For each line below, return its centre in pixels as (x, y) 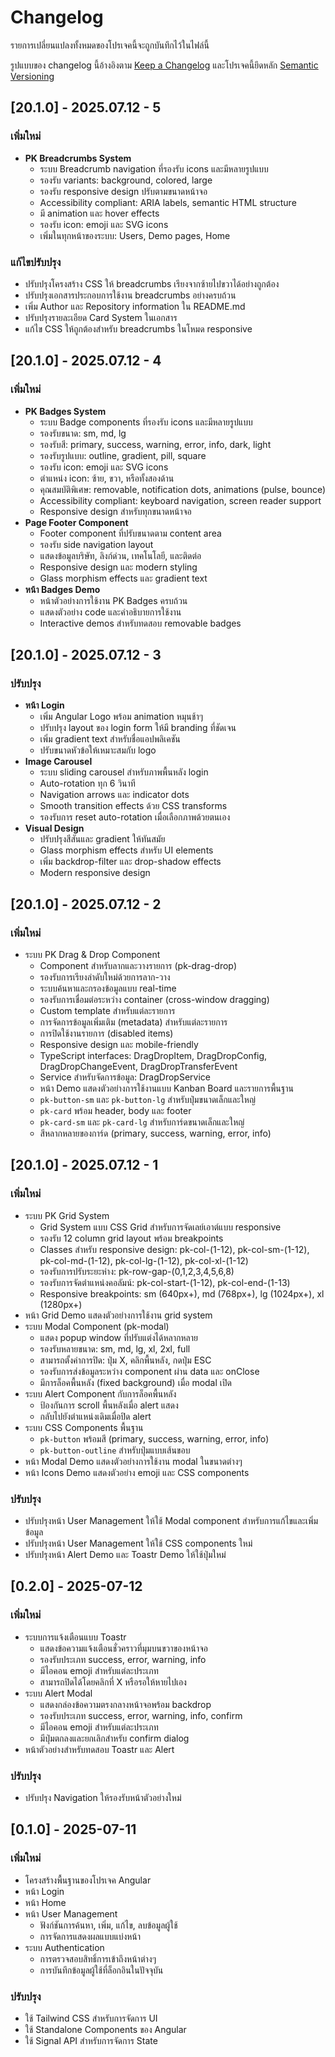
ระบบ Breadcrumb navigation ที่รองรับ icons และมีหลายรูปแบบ (154, 168)
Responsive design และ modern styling (118, 567)
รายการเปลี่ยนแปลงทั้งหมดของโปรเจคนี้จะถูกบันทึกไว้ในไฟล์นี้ (110, 45)
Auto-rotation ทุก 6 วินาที (87, 783)
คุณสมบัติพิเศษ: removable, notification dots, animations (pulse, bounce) (183, 489)
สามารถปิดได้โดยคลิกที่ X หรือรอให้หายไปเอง (113, 1682)
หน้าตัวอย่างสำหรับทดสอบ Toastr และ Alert (99, 1749)
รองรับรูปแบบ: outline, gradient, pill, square (123, 455)
